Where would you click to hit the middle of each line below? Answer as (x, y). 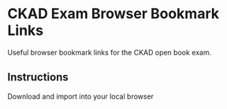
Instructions (38, 77)
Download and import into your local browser (81, 96)
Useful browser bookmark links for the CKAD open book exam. (110, 52)
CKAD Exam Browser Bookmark (113, 14)
